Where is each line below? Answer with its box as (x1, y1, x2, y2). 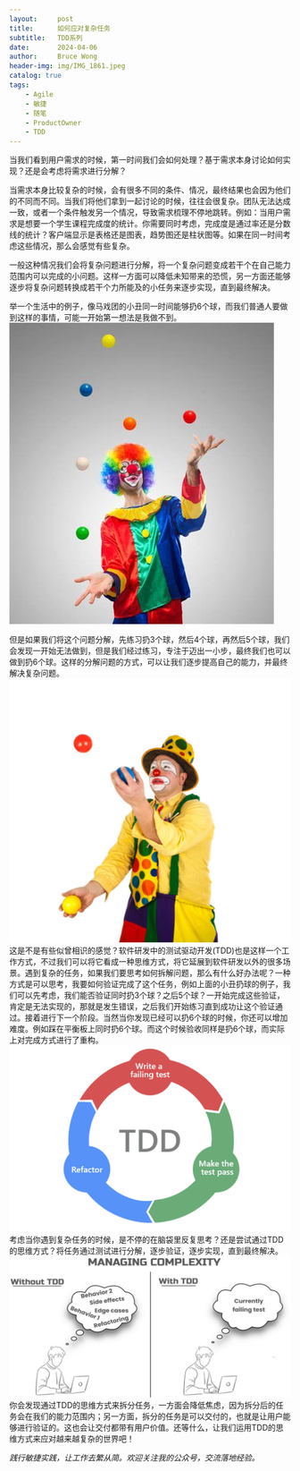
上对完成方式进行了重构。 (9, 1034, 104, 1046)
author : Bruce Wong (9, 52, 98, 62)
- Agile (25, 89, 54, 98)
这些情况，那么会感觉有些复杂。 (16, 241, 135, 251)
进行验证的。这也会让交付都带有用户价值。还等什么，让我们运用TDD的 (16, 1423, 277, 1433)
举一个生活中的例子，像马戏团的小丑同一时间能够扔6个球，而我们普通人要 (9, 301, 280, 312)
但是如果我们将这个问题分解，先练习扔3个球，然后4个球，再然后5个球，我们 (9, 634, 290, 645)
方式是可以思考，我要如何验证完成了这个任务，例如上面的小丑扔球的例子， (9, 979, 283, 990)
